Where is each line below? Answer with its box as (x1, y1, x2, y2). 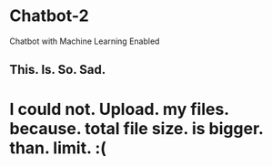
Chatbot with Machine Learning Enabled (9, 36, 160, 47)
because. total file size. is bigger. (9, 118, 264, 139)
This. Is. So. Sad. (9, 62, 106, 78)
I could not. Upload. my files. (9, 99, 229, 119)
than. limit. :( (9, 138, 107, 158)
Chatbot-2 (9, 5, 89, 26)
